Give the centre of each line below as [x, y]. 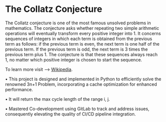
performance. [19, 89]
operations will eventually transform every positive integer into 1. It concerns [83, 33]
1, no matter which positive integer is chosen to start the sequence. [74, 60]
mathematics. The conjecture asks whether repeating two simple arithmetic [82, 28]
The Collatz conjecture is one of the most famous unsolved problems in [78, 23]
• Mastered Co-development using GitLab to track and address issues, [77, 109]
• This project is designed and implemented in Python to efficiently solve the [83, 79]
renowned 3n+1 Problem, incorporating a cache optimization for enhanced [81, 84]
